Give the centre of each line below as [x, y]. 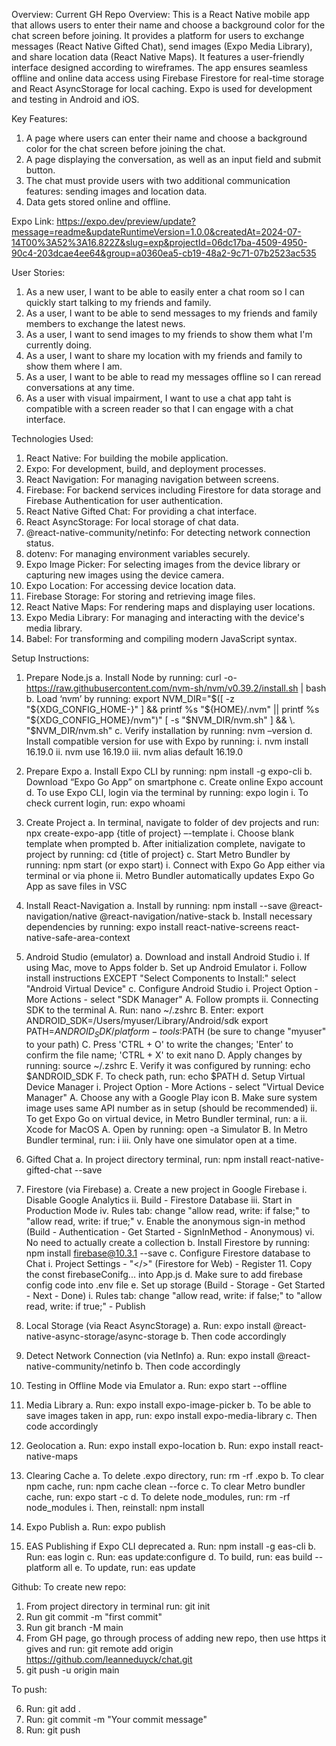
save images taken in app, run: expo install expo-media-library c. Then [171, 1415]
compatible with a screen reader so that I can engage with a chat [159, 408]
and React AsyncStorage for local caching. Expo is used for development [162, 88]
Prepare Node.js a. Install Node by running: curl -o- [131, 677]
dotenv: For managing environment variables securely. [138, 553]
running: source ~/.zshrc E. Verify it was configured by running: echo [168, 1065]
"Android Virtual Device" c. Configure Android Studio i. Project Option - [172, 988]
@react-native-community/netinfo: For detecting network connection [168, 532]
